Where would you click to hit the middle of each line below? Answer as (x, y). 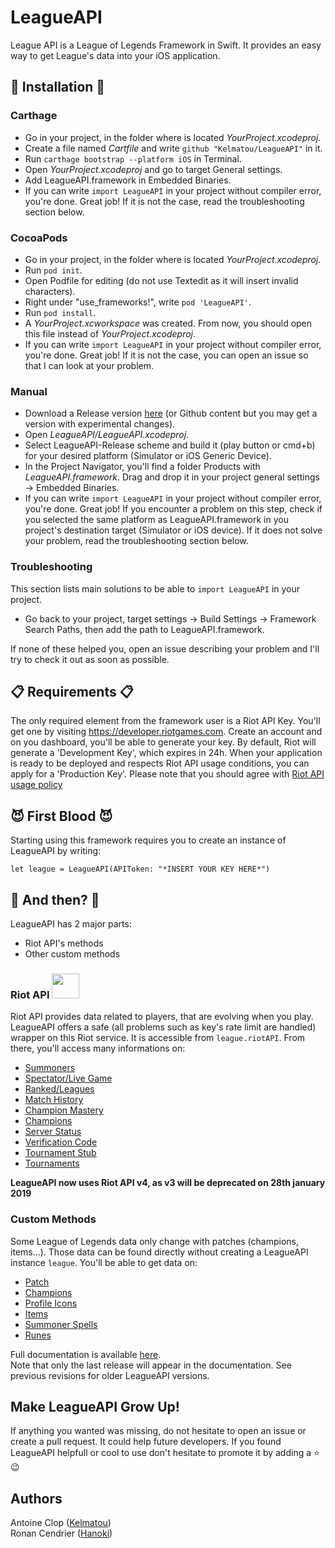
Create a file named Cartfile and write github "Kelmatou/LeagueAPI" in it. (173, 148)
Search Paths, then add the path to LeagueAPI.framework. (144, 629)
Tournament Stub (60, 1153)
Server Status (53, 1132)
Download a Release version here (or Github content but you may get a (171, 413)
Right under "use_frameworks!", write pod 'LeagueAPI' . (138, 302)
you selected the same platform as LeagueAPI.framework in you (156, 520)
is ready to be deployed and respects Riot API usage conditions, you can (160, 763)
